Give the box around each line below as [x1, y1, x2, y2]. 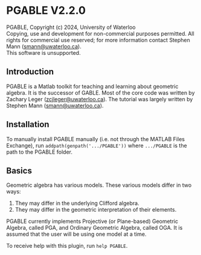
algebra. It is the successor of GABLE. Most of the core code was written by [6, 89, 195, 96]
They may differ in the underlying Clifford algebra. [14, 200, 140, 207]
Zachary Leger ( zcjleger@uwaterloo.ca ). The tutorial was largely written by [6, 95, 193, 102]
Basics [6, 165, 32, 175]
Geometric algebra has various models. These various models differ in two [6, 181, 192, 189]
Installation [6, 119, 49, 130]
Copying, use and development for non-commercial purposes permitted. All [6, 30, 194, 37]
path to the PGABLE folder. [6, 148, 72, 156]
